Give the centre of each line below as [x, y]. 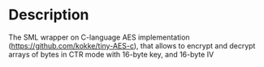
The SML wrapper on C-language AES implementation [99, 37]
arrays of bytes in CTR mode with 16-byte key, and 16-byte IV [111, 54]
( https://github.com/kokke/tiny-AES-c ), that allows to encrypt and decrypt [132, 45]
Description [49, 15]
